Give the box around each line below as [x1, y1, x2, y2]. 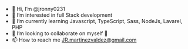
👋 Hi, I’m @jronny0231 [11, 6, 66, 12]
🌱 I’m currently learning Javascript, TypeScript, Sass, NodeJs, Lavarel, [11, 18, 183, 24]
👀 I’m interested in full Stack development [11, 12, 113, 18]
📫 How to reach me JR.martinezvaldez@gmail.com [11, 36, 137, 43]
